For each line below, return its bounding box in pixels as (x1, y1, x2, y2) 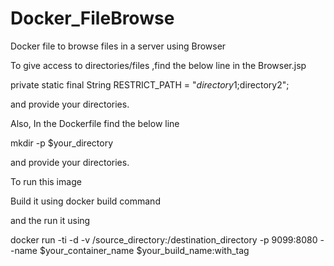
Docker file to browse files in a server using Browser (10, 40, 227, 52)
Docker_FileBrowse (10, 7, 175, 30)
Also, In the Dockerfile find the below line (10, 117, 180, 129)
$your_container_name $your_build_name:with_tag (39, 244, 250, 256)
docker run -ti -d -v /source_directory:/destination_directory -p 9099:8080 (10, 233, 318, 246)
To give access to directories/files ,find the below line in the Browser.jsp (10, 59, 307, 71)
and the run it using (10, 214, 91, 226)
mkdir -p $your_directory (10, 137, 114, 149)
